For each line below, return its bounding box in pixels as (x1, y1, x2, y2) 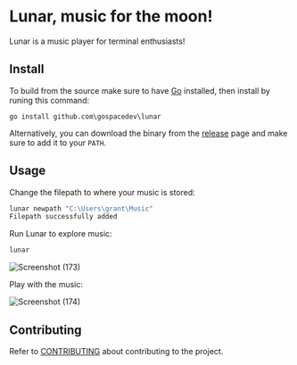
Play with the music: (9, 279, 83, 290)
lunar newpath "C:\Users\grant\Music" (9, 203, 153, 213)
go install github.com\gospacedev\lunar (9, 112, 162, 121)
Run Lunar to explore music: (9, 228, 113, 239)
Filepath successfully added (9, 212, 118, 221)
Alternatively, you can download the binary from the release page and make (9, 128, 288, 138)
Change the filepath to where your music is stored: (9, 187, 196, 197)
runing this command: (9, 95, 90, 105)
